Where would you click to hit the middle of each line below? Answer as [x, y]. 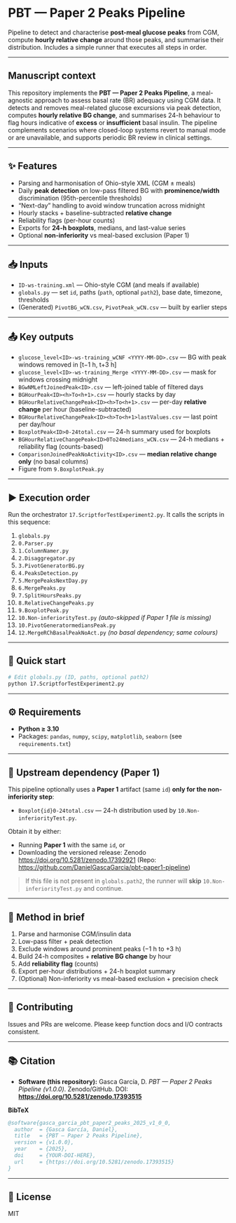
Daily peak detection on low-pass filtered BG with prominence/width [119, 190]
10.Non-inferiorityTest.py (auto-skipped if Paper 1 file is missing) [115, 617]
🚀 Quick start [37, 661]
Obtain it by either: [35, 832]
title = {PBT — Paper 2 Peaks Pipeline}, [78, 1136]
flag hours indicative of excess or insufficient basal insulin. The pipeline [113, 122]
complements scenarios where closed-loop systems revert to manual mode [117, 130]
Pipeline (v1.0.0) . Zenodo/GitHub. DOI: [73, 1089]
